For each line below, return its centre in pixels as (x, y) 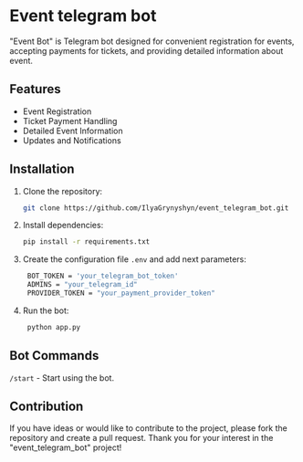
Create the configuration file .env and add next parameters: (134, 259)
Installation (42, 169)
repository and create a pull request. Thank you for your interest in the (141, 438)
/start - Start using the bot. (62, 378)
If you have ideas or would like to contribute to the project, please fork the (148, 428)
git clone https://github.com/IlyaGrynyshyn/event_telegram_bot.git (156, 208)
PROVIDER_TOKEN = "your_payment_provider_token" (121, 293)
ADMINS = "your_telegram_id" (83, 285)
